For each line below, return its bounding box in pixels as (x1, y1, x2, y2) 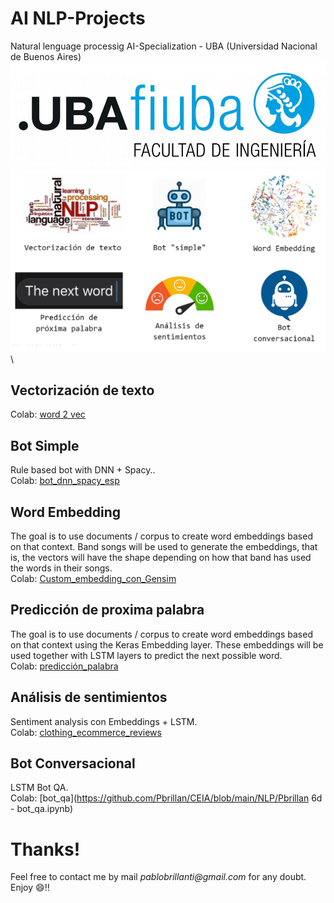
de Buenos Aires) (10, 50, 82, 62)
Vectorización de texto (10, 382, 155, 399)
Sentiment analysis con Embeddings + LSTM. (10, 715, 198, 727)
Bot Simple (10, 437, 80, 454)
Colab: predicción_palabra (10, 660, 119, 672)
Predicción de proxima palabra (10, 602, 205, 619)
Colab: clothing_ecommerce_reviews (10, 726, 162, 738)
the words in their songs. (10, 562, 113, 574)
